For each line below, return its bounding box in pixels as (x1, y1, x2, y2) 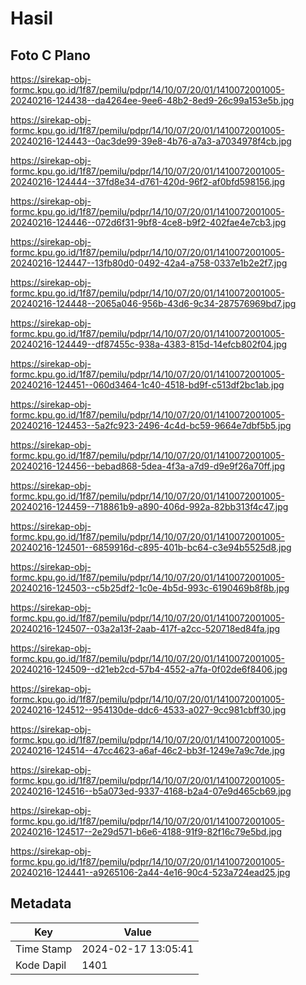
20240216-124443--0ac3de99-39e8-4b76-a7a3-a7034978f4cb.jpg (10, 135, 292, 147)
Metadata (10, 895, 72, 912)
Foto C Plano (10, 47, 91, 64)
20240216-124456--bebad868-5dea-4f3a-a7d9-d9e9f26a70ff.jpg (10, 460, 286, 472)
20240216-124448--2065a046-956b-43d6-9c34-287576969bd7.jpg (10, 298, 297, 309)
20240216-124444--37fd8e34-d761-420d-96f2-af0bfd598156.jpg (10, 176, 285, 187)
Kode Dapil (15, 958, 67, 972)
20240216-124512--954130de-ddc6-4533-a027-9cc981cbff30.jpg (10, 704, 287, 716)
